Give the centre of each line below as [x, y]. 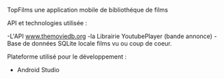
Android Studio [38, 70]
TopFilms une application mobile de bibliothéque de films [88, 10]
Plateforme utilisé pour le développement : [67, 57]
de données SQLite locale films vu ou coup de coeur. [98, 43]
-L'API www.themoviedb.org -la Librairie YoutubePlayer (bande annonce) [110, 36]
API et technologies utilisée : [47, 23]
